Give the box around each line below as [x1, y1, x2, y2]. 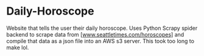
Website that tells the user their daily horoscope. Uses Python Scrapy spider [6, 24, 198, 32]
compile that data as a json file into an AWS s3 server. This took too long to [6, 37, 195, 44]
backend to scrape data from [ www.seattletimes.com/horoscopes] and [6, 30, 185, 38]
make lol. [6, 44, 29, 51]
